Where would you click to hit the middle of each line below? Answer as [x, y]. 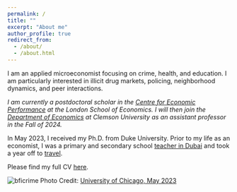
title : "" [22, 20]
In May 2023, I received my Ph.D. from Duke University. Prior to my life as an [119, 138]
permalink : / [27, 14]
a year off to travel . [35, 153]
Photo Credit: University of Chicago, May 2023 [108, 180]
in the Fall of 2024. [35, 124]
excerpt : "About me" [38, 27]
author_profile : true [39, 34]
